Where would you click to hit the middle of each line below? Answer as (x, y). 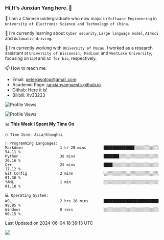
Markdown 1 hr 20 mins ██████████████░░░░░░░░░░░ (82, 148)
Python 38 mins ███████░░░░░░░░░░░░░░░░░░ (82, 157)
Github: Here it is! (30, 90)
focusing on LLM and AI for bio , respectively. (51, 58)
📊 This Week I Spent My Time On (40, 124)
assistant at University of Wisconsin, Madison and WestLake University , (79, 53)
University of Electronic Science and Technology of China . (67, 24)
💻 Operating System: (27, 196)
